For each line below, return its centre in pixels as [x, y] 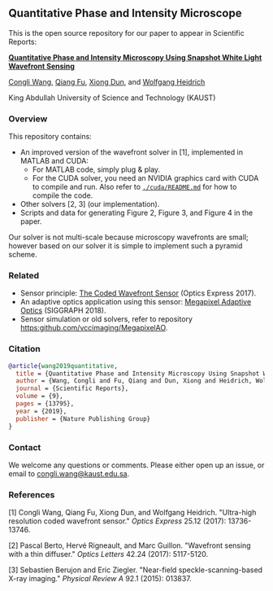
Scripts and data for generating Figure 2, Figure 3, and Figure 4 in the [136, 213]
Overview [28, 119]
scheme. [23, 255]
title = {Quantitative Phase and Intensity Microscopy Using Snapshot [138, 374]
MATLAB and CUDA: [54, 161]
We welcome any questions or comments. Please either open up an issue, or [136, 465]
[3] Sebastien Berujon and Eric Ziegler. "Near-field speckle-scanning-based [135, 570]
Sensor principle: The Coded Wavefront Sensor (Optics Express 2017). [138, 293]
